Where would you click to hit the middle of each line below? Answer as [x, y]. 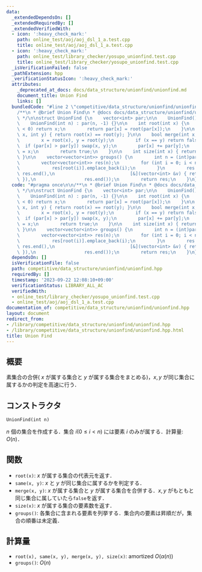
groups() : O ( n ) [33, 562]
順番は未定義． [44, 520]
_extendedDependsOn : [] [41, 17]
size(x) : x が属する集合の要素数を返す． [65, 505]
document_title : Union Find [52, 96]
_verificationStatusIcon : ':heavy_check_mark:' [72, 79]
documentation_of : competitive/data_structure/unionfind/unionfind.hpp [98, 308]
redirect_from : [25, 319]
